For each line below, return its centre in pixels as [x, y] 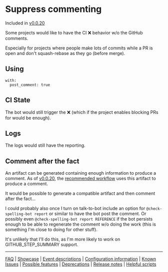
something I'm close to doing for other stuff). [51, 230]
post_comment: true [30, 85]
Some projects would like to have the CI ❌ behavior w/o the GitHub [74, 32]
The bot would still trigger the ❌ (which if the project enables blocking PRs [82, 112]
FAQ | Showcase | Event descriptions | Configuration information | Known [81, 259]
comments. [17, 38]
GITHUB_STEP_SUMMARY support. [42, 245]
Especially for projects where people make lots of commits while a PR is [79, 48]
